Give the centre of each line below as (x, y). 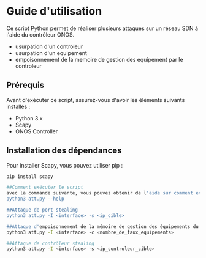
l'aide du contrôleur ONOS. (40, 34)
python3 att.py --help (35, 199)
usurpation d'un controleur (49, 46)
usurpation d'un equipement (51, 53)
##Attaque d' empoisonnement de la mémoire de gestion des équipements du (103, 227)
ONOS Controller (36, 131)
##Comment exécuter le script (45, 188)
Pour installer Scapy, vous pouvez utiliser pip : (65, 165)
